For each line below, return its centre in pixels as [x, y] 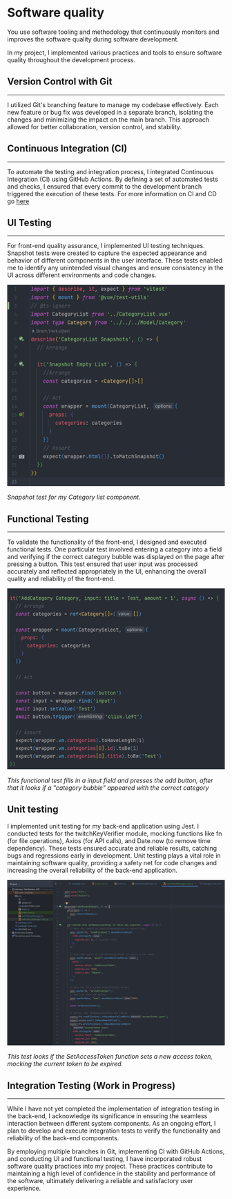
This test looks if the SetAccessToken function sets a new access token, [110, 1057]
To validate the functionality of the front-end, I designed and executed [107, 542]
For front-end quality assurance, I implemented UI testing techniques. [106, 246]
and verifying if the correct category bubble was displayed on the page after [116, 557]
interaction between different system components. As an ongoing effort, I [112, 1124]
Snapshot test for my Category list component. [74, 497]
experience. [24, 1188]
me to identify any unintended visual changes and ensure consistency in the [115, 268]
